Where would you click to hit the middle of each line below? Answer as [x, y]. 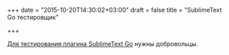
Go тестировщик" [33, 17]
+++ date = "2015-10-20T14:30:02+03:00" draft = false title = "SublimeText [114, 10]
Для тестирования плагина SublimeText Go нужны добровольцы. [103, 44]
